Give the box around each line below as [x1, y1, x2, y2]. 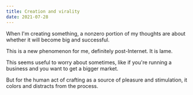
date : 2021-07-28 [6, 14, 49, 20]
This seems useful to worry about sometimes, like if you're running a [6, 59, 172, 66]
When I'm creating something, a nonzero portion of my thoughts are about [6, 30, 186, 37]
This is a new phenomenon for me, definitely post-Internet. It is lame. [6, 47, 173, 54]
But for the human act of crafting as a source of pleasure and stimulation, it [6, 76, 188, 83]
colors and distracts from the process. [6, 82, 99, 89]
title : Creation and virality [6, 8, 80, 15]
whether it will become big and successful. [6, 36, 110, 43]
